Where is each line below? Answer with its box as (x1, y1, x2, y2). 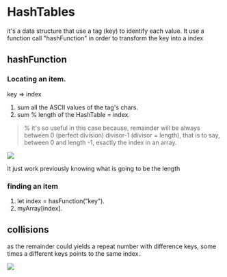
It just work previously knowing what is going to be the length (7, 164, 181, 172)
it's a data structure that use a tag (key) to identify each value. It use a (7, 27, 204, 35)
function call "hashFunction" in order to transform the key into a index (7, 34, 204, 42)
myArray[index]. (16, 204, 63, 212)
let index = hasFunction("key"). (16, 196, 105, 205)
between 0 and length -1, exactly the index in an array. (23, 138, 177, 146)
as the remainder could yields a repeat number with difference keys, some (7, 242, 217, 250)
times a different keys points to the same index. (7, 249, 141, 257)
